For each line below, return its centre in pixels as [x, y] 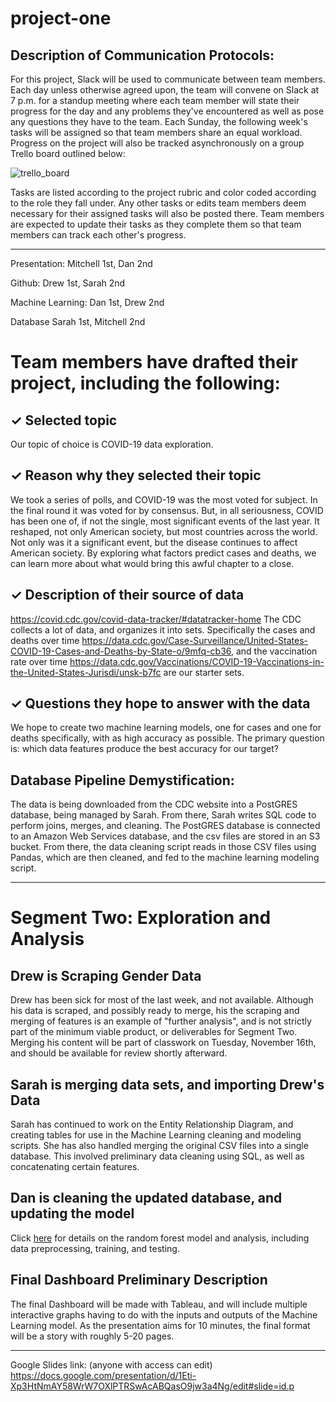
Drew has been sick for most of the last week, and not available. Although [162, 1000]
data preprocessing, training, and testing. [95, 1248]
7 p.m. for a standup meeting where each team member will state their [155, 100]
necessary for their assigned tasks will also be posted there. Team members [167, 213]
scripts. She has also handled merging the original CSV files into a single [159, 1146]
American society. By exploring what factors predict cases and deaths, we [163, 553]
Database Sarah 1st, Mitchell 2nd [78, 321]
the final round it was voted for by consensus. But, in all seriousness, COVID [167, 510]
